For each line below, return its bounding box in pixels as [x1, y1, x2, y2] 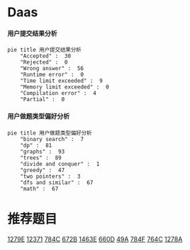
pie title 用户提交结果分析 [7, 47, 82, 54]
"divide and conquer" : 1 [20, 160, 100, 167]
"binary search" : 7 [20, 135, 84, 142]
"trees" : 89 [20, 154, 62, 161]
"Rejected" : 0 [20, 59, 69, 66]
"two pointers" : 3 [20, 173, 81, 180]
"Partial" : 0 [20, 96, 65, 103]
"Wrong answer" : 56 [20, 65, 84, 72]
